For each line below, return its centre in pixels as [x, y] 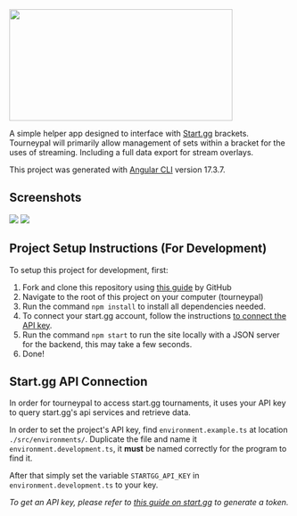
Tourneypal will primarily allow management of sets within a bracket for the [147, 143]
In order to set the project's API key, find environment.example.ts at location [148, 430]
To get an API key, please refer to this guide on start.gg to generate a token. [149, 503]
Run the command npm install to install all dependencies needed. [144, 306]
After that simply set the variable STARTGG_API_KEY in [104, 476]
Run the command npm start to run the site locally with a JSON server [151, 335]
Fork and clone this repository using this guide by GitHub [127, 287]
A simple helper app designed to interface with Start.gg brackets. [129, 133]
